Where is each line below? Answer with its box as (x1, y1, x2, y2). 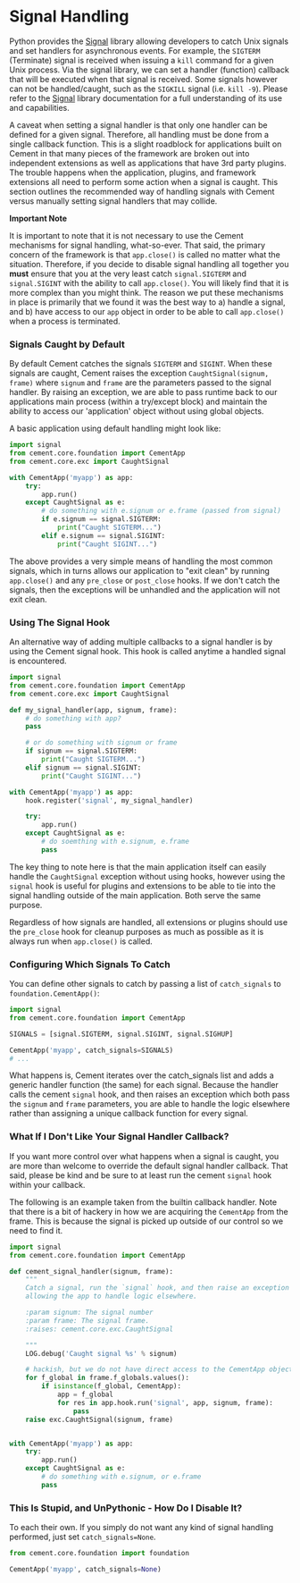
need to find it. (9, 1225, 63, 1235)
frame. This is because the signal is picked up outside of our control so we (9, 1216, 284, 1226)
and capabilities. (9, 102, 70, 113)
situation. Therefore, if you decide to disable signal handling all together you (9, 258, 289, 269)
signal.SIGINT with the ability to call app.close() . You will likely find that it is (9, 277, 289, 288)
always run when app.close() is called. (9, 936, 154, 947)
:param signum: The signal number (25, 1308, 154, 1317)
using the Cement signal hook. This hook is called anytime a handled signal (9, 646, 286, 657)
